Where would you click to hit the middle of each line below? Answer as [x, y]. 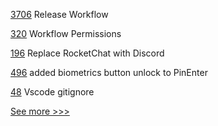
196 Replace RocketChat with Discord [87, 53]
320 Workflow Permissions [66, 33]
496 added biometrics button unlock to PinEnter [109, 72]
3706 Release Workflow [59, 14]
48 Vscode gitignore [52, 92]
